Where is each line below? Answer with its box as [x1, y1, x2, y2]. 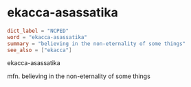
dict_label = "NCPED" [7, 27, 69, 34]
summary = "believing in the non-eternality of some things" [7, 40, 186, 47]
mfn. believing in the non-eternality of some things [7, 72, 151, 80]
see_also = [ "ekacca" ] [7, 47, 72, 53]
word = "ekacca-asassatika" [7, 34, 88, 40]
